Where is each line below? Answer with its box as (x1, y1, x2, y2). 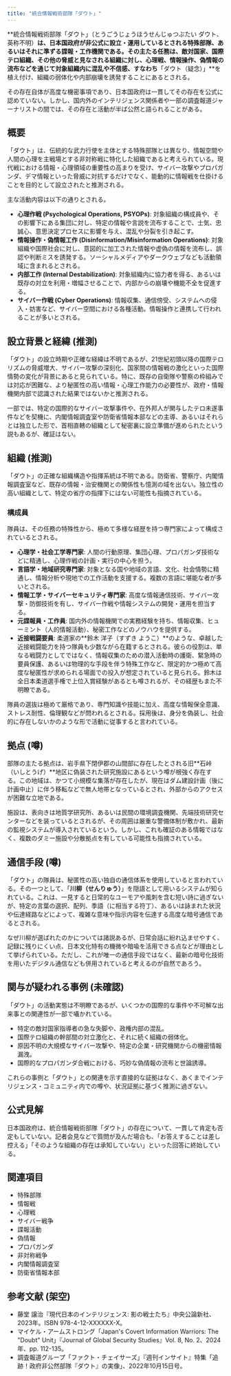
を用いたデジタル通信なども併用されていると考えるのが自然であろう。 (7, 959, 205, 968)
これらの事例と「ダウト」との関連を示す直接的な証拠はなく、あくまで (7, 1073, 206, 1081)
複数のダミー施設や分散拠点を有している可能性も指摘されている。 (19, 834, 206, 842)
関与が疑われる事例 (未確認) (7, 981, 124, 993)
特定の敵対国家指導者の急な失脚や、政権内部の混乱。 (16, 1024, 168, 1032)
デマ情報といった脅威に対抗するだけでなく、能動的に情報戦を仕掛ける (25, 172, 224, 180)
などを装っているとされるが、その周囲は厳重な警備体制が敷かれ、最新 (25, 817, 224, 825)
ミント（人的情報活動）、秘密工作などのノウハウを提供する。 (23, 625, 195, 634)
